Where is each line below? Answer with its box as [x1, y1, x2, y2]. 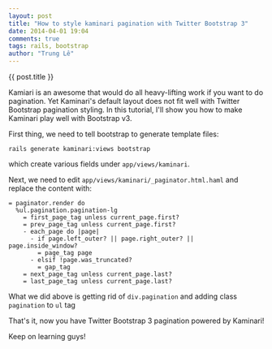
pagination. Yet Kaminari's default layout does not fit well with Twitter [8, 97, 240, 106]
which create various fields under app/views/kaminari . [8, 159, 190, 169]
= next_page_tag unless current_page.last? [23, 270, 173, 278]
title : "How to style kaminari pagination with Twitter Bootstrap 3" [8, 19, 249, 28]
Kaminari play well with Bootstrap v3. [8, 114, 132, 123]
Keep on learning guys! [8, 332, 86, 341]
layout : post [8, 11, 53, 20]
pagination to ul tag [8, 300, 76, 309]
